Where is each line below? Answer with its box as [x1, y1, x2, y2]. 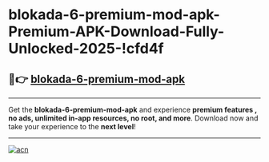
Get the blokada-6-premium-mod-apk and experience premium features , [8, 105, 258, 114]
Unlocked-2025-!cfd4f [8, 40, 164, 57]
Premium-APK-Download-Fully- [8, 22, 225, 41]
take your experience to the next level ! [8, 122, 136, 131]
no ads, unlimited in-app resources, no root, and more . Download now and [8, 113, 259, 123]
